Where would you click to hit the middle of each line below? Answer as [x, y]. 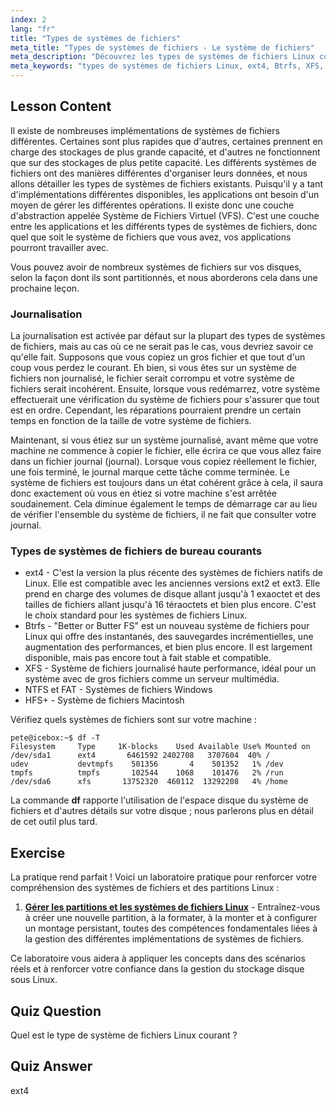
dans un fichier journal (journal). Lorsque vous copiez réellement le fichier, [164, 462]
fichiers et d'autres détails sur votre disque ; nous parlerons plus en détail [162, 811]
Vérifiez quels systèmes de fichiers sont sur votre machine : [133, 720]
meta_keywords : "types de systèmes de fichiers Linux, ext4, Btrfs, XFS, [167, 66]
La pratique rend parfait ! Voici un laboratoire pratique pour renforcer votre [164, 877]
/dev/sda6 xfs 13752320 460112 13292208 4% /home [149, 782]
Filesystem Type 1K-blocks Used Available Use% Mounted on [160, 747]
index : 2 [28, 19]
